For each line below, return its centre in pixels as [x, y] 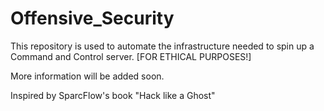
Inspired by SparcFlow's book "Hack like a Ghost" [113, 95]
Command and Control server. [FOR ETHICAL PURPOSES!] [131, 56]
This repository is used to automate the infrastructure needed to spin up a [162, 46]
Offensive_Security [92, 18]
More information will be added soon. [87, 76]
